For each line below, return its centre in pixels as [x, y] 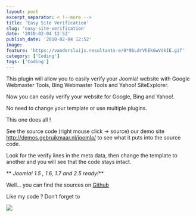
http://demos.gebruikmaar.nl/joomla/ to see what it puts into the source [94, 137]
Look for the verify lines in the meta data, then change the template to [92, 155]
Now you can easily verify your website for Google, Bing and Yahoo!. [91, 97]
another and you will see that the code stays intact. [69, 162]
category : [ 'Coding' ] [33, 56]
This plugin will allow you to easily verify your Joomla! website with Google [98, 79]
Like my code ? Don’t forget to [43, 196]
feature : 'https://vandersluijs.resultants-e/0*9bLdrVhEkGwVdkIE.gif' [96, 51]
